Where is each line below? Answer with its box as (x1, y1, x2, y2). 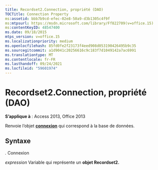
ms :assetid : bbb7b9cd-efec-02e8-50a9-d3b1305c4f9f (5, 16, 110, 21)
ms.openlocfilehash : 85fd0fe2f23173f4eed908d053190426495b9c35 (5, 43, 137, 48)
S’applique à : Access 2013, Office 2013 (5, 113, 85, 119)
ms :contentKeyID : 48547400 (5, 25, 60, 30)
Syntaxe (5, 137, 31, 145)
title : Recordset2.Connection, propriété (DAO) (5, 7, 104, 12)
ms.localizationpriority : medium (5, 39, 73, 44)
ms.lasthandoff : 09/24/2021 (5, 61, 62, 66)
